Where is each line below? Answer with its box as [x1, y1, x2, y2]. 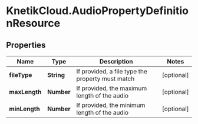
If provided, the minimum [76, 101, 146, 109]
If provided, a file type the [76, 68, 147, 75]
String [47, 71, 65, 79]
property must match [76, 75, 135, 83]
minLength [9, 105, 40, 113]
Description [99, 58, 134, 65]
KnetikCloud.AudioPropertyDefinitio [6, 4, 189, 18]
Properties [6, 40, 46, 50]
